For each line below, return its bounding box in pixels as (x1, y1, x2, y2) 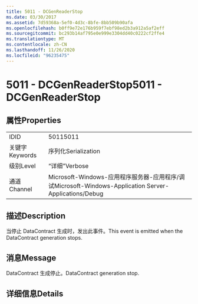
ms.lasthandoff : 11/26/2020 (6, 47, 75, 53)
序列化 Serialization (48, 147, 100, 155)
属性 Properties (6, 116, 61, 126)
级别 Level (9, 162, 36, 170)
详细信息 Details (6, 289, 64, 299)
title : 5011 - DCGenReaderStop (6, 8, 83, 15)
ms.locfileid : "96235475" (6, 53, 70, 58)
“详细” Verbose (48, 162, 89, 170)
